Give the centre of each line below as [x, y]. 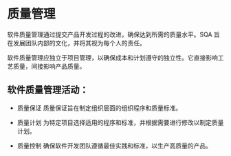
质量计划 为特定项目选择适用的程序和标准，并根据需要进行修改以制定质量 [120, 122]
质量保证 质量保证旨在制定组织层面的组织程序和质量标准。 [99, 108]
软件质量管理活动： [48, 90]
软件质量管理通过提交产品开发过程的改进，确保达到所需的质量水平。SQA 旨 [113, 34]
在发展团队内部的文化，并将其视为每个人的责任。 [76, 43]
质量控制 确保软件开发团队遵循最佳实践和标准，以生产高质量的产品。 [114, 146]
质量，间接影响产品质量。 [49, 66]
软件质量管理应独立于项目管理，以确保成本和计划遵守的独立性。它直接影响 [112, 57]
